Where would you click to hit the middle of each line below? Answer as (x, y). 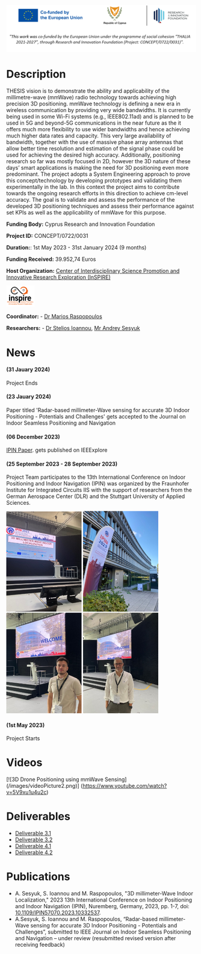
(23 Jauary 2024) (29, 397)
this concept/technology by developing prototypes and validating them (94, 180)
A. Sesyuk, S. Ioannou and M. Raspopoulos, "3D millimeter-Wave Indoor (104, 893)
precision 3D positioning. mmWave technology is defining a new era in (93, 104)
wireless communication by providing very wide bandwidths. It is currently (98, 110)
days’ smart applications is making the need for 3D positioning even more (97, 167)
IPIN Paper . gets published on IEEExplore (57, 450)
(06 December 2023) (33, 437)
